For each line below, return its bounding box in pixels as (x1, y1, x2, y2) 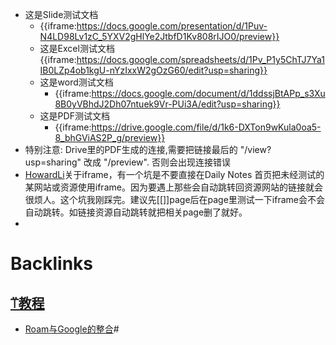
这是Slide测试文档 (24, 9, 99, 20)
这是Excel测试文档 (39, 43, 115, 54)
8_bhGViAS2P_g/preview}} (54, 132, 166, 143)
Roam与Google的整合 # (24, 323, 120, 335)
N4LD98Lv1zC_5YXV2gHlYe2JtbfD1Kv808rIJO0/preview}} (39, 31, 280, 42)
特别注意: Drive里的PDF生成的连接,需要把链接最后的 (24, 144, 238, 155)
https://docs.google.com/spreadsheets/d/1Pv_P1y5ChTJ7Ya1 (76, 54, 325, 65)
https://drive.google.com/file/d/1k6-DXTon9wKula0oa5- (91, 121, 322, 133)
